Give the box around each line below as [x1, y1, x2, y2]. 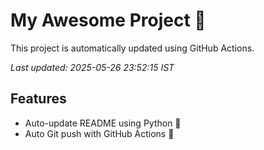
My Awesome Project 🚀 [10, 9, 207, 32]
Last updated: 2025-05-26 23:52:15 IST [10, 61, 175, 73]
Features [10, 90, 67, 108]
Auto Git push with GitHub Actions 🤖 [24, 127, 175, 139]
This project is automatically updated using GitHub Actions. [10, 42, 255, 54]
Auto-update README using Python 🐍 [24, 117, 182, 129]
